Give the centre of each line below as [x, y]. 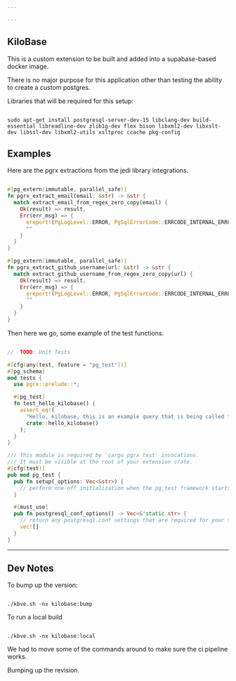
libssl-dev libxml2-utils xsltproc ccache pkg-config [100, 132]
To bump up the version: [43, 585]
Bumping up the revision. [43, 670]
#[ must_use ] [31, 507]
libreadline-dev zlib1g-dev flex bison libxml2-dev [116, 126]
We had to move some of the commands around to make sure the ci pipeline [118, 649]
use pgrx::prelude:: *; [47, 384]
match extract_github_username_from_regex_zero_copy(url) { [103, 274]
